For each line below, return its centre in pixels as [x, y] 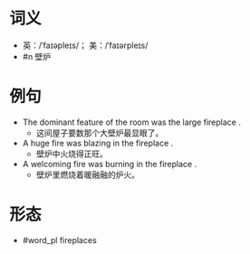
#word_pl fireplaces [59, 240]
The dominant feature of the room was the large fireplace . [132, 122]
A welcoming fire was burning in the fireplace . [110, 164]
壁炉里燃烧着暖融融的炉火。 [88, 174]
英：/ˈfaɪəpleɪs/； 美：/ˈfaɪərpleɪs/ [85, 45]
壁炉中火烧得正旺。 [72, 154]
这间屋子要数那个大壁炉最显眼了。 [100, 133]
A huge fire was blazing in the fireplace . [98, 143]
